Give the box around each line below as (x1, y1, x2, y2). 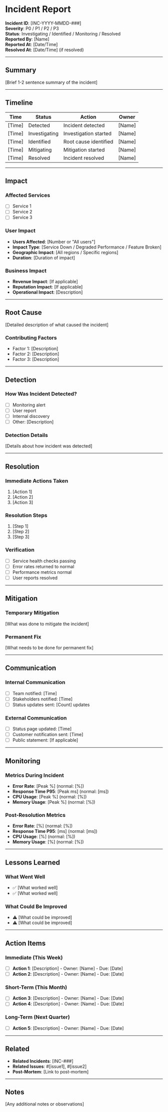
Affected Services (5, 191, 50, 198)
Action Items (5, 939, 46, 948)
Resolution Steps (5, 512, 47, 519)
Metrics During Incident (5, 772, 64, 779)
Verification (5, 546, 35, 553)
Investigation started (63, 130, 111, 137)
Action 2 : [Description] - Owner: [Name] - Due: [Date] (12, 971, 124, 977)
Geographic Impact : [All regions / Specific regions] (12, 249, 118, 255)
